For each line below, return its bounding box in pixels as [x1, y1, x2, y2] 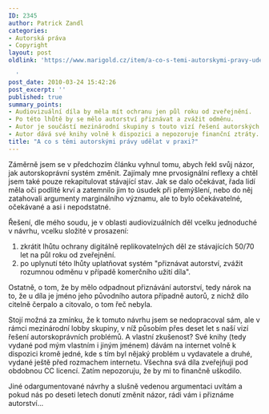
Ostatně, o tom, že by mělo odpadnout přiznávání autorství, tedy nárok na [8, 282, 251, 292]
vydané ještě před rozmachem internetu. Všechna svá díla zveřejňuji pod [8, 357, 248, 367]
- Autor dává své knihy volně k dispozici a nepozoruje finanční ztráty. [8, 130, 260, 138]
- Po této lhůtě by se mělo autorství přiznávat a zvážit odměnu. [8, 115, 235, 124]
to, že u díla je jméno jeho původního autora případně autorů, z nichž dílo [8, 291, 250, 301]
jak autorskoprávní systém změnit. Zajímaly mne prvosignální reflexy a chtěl [8, 168, 259, 177]
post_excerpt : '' [8, 86, 66, 94]
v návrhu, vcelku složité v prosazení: [8, 225, 129, 236]
